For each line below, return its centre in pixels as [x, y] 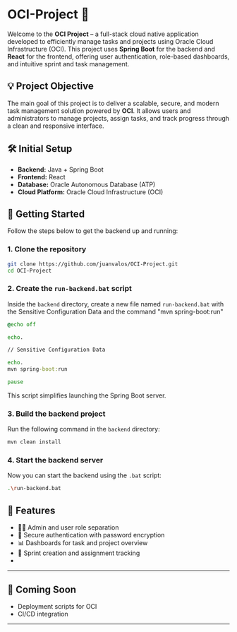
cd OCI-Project [30, 270]
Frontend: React [41, 177]
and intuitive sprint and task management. [68, 64]
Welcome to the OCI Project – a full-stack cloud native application [103, 34]
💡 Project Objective [50, 87]
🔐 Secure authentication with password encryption [91, 535]
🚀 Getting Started [46, 214]
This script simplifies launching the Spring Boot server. [87, 395]
